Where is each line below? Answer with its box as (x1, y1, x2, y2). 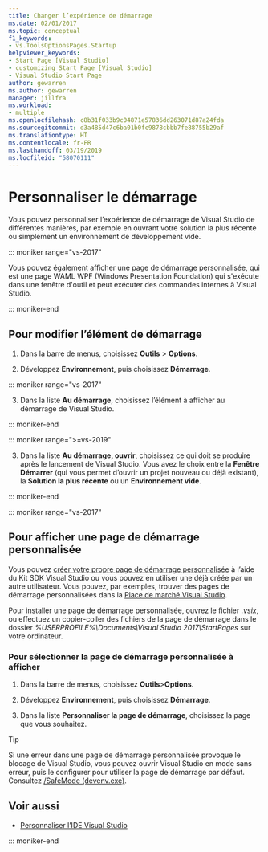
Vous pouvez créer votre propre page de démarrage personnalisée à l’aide (8, 564, 255, 574)
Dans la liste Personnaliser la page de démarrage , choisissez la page (19, 711, 251, 720)
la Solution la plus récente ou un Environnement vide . (19, 476, 202, 486)
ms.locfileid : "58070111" (8, 153, 95, 161)
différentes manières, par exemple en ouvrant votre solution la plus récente (8, 223, 257, 233)
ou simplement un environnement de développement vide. (8, 232, 201, 242)
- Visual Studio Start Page (8, 71, 103, 79)
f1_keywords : (8, 34, 52, 43)
